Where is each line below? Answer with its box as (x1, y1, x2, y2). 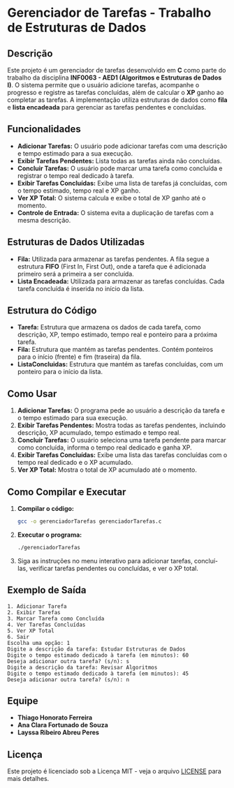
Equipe (7, 695, 38, 707)
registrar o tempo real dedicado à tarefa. (17, 171, 134, 179)
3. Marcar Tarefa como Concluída (7, 615, 105, 622)
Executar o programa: (17, 530, 82, 539)
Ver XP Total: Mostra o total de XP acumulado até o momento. (17, 466, 198, 474)
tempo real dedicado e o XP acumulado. (17, 459, 133, 467)
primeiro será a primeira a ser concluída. (17, 269, 134, 278)
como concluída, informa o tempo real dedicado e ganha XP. (17, 443, 192, 452)
